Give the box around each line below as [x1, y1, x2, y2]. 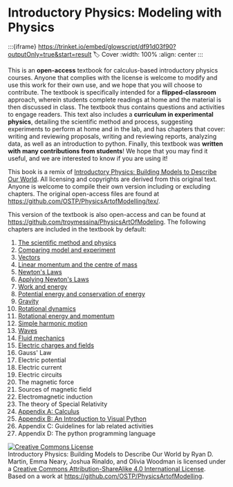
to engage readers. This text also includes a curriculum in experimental [8, 110, 214, 118]
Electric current [17, 363, 62, 371]
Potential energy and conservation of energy [17, 289, 146, 298]
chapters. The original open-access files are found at [8, 189, 160, 198]
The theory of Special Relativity [17, 399, 108, 408]
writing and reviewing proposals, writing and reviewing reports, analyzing [8, 132, 217, 140]
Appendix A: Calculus [17, 407, 80, 415]
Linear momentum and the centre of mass [17, 260, 138, 269]
